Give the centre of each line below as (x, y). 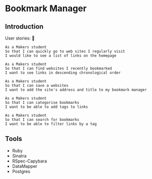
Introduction (24, 27)
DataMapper (25, 166)
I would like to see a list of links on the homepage (61, 56)
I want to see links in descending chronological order (63, 73)
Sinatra (19, 156)
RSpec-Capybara (29, 161)
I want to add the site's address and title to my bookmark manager (76, 90)
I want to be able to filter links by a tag (51, 124)
